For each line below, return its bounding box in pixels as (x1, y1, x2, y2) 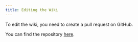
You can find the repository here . (5, 31, 75, 37)
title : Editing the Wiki (5, 7, 58, 13)
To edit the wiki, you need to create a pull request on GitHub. (5, 21, 133, 27)
